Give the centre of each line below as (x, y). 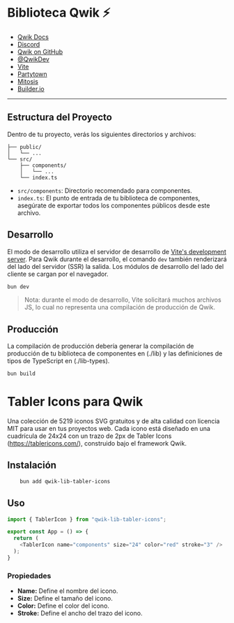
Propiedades (29, 576)
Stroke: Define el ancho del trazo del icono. (80, 613)
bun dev (18, 286)
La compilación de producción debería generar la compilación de (101, 346)
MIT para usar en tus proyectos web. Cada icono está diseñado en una (109, 429)
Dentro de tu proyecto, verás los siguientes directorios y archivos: (102, 134)
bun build (22, 374)
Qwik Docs (33, 37)
